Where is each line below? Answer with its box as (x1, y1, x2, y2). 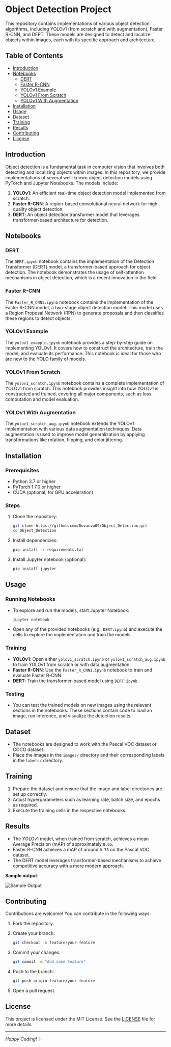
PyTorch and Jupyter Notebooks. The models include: (5, 180, 119, 186)
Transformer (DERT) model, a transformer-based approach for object (5, 264, 150, 270)
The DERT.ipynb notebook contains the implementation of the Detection (5, 258, 154, 264)
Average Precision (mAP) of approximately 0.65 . (12, 841, 113, 847)
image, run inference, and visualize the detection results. (12, 713, 132, 719)
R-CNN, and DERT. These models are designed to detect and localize (5, 31, 151, 37)
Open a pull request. (12, 987, 56, 994)
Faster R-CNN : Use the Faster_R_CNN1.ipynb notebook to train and (12, 666, 153, 673)
